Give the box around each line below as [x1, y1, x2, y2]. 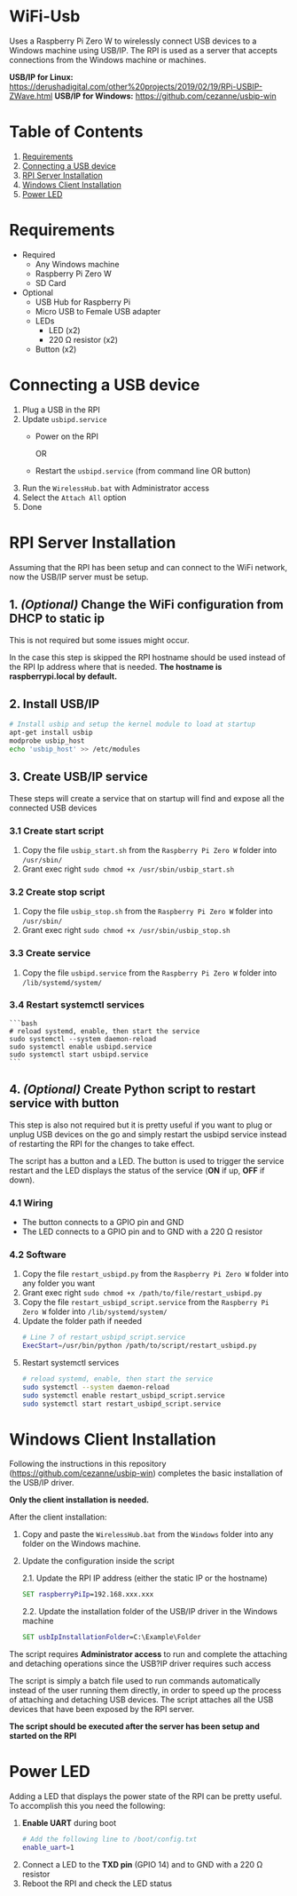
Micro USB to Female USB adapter [35, 306, 161, 316]
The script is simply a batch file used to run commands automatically [9, 1676, 261, 1686]
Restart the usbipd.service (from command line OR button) [35, 465, 251, 476]
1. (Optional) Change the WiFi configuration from [9, 597, 284, 612]
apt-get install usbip [9, 729, 93, 737]
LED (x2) [48, 324, 82, 335]
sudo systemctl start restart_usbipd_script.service [21, 1399, 222, 1408]
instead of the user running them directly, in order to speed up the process [9, 1685, 282, 1696]
